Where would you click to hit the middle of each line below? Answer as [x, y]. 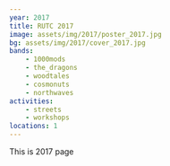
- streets [44, 109]
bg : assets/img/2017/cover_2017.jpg [77, 43]
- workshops [47, 118]
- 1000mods [46, 59]
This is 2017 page [42, 152]
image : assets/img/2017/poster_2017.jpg [86, 34]
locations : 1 [34, 127]
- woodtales [47, 76]
